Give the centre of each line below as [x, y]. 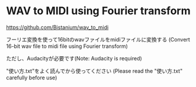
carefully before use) [32, 78]
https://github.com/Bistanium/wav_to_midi [57, 27]
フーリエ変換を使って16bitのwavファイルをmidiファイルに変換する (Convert [98, 39]
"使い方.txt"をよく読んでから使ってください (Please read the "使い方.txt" [94, 71]
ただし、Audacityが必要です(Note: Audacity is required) [74, 58]
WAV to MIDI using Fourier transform [98, 11]
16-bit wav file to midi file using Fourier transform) [67, 46]
